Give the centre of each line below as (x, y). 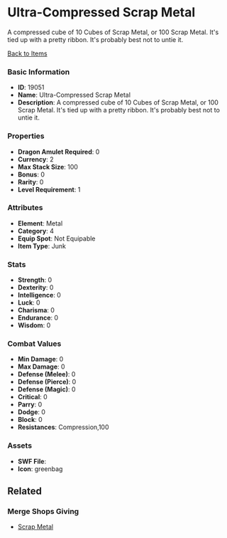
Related (25, 491)
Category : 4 (36, 231)
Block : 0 (30, 420)
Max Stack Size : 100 (48, 167)
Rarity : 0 (31, 181)
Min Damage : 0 (40, 359)
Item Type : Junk (41, 246)
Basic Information (39, 72)
